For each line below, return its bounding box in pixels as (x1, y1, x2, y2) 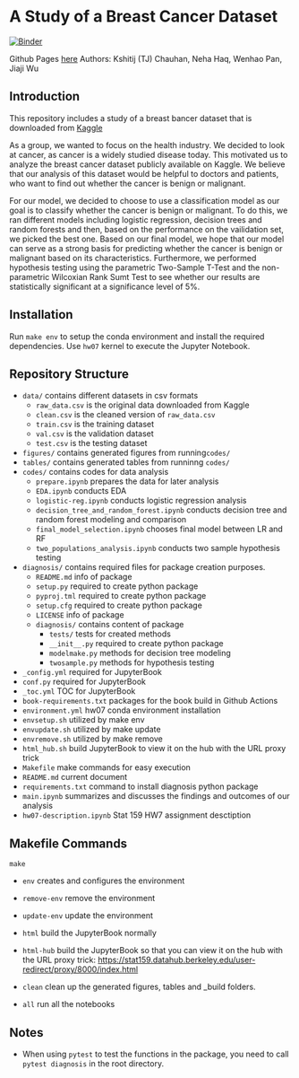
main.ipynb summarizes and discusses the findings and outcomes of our (21, 791, 291, 802)
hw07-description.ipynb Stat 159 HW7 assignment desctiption (21, 810, 252, 820)
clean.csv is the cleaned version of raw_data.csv (35, 409, 216, 420)
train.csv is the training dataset (35, 419, 155, 430)
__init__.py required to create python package (48, 638, 224, 649)
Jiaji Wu (9, 63, 39, 74)
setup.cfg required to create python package (35, 600, 203, 611)
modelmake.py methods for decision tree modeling (48, 648, 231, 659)
